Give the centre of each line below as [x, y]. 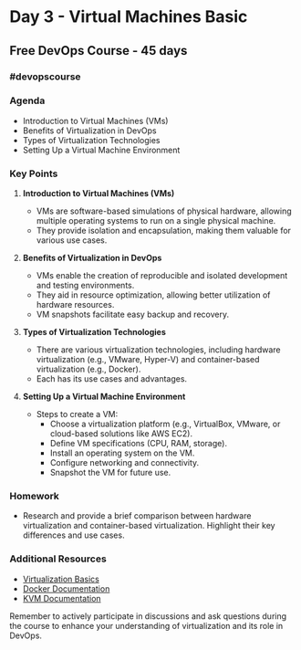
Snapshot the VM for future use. [110, 473]
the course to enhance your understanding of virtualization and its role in [146, 625]
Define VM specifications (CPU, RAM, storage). [139, 444]
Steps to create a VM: [77, 414]
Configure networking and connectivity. [125, 463]
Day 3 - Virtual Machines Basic [129, 17]
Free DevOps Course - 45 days [99, 51]
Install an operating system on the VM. [122, 453]
